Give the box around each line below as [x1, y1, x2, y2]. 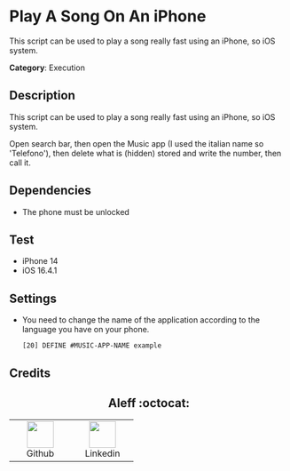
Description [9, 88, 75, 103]
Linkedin [84, 447, 121, 459]
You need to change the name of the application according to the [21, 315, 260, 325]
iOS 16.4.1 [21, 265, 58, 276]
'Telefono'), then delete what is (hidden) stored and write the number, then [9, 148, 282, 158]
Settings [9, 291, 58, 306]
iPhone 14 [21, 256, 59, 267]
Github [26, 447, 55, 459]
